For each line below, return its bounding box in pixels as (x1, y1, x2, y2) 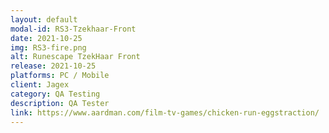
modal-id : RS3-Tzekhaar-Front (10, 24, 137, 34)
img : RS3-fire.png (10, 42, 87, 53)
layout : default (10, 14, 78, 25)
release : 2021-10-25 (10, 61, 97, 71)
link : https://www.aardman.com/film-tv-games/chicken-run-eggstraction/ (10, 107, 320, 118)
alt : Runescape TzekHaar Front (10, 52, 141, 62)
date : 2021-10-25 (10, 33, 83, 43)
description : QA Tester (10, 98, 110, 108)
